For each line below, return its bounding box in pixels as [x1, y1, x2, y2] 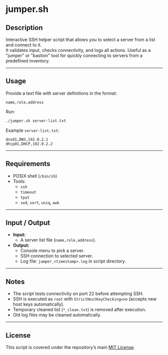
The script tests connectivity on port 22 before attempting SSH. [12, 291, 144, 297]
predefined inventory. [5, 58, 50, 63]
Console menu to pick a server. [20, 248, 85, 254]
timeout [20, 190, 36, 195]
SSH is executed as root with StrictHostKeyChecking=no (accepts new [12, 296, 157, 302]
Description [5, 23, 43, 32]
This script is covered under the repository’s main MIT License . [5, 344, 135, 350]
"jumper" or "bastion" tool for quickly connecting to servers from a [5, 52, 143, 58]
